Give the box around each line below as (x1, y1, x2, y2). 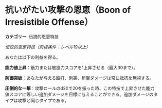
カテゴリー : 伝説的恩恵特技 (5, 34, 59, 39)
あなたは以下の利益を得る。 (5, 54, 61, 60)
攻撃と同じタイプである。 (18, 97, 69, 103)
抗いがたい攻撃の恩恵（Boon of (5, 4, 131, 16)
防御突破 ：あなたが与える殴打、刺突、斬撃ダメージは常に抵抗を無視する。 (5, 75, 154, 81)
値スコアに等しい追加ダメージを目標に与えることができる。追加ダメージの (5, 91, 154, 97)
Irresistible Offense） (5, 17, 93, 28)
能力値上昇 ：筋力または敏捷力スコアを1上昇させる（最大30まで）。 (5, 64, 138, 71)
